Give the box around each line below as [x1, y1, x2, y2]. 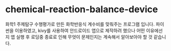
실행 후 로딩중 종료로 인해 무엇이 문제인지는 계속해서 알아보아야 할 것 [16, 34, 153, 40]
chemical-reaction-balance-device [5, 4, 158, 15]
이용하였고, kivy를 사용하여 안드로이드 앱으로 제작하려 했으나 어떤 [14, 27, 145, 34]
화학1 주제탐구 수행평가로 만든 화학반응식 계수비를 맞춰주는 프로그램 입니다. [5, 21, 155, 27]
